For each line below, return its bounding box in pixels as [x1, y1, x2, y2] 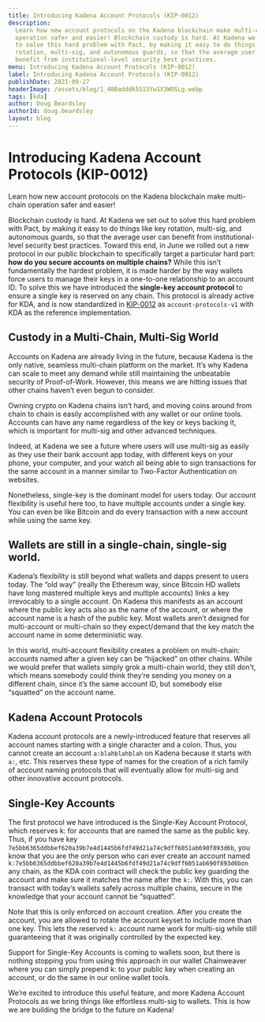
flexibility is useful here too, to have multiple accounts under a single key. [8, 498, 247, 508]
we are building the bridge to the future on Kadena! [8, 1005, 175, 1015]
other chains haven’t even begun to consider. [8, 385, 155, 395]
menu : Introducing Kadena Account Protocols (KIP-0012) [8, 63, 196, 71]
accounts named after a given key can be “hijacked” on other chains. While [8, 654, 252, 664]
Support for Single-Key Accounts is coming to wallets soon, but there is [8, 948, 241, 957]
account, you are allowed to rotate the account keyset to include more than [8, 915, 252, 925]
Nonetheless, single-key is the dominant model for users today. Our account [8, 490, 256, 499]
